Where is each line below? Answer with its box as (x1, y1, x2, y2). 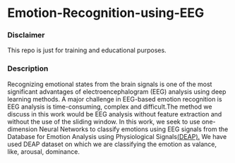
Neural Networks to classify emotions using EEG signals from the (39, 125, 229, 133)
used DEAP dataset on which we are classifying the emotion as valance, (7, 140, 217, 148)
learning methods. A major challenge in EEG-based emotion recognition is (7, 95, 222, 103)
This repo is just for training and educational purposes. (7, 46, 167, 54)
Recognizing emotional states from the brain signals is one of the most (7, 80, 212, 88)
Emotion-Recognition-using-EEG (7, 5, 205, 21)
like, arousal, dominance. (7, 147, 80, 156)
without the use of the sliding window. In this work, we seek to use (7, 117, 200, 126)
